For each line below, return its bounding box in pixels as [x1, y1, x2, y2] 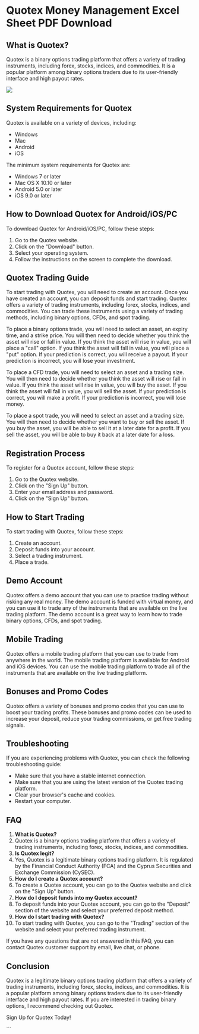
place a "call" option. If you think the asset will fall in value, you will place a [6, 344, 189, 352]
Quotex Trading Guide [6, 273, 89, 283]
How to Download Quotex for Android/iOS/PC [6, 209, 178, 220]
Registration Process [6, 448, 86, 458]
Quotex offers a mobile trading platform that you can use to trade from [6, 650, 178, 657]
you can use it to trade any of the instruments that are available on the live [6, 604, 188, 612]
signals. [6, 721, 26, 729]
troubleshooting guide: [6, 761, 62, 768]
